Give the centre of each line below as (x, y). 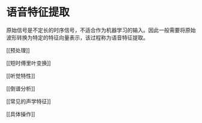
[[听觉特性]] (21, 76)
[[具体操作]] (21, 114)
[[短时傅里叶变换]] (29, 63)
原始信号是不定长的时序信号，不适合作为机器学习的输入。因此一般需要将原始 (101, 30)
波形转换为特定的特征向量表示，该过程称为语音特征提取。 (77, 37)
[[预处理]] (18, 50)
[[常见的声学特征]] (29, 101)
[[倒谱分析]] (21, 88)
